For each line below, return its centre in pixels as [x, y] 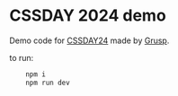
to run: [22, 57]
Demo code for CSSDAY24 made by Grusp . [89, 40]
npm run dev [48, 83]
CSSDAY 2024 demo [88, 16]
